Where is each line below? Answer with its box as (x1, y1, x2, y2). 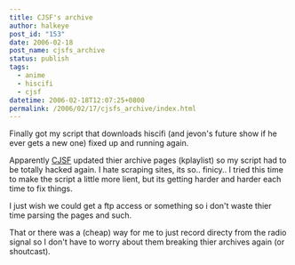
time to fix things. (9, 183, 73, 194)
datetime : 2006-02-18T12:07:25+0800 (9, 95, 145, 105)
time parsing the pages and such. (9, 210, 132, 221)
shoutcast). (9, 246, 51, 257)
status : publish (9, 54, 69, 63)
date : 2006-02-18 (9, 37, 74, 47)
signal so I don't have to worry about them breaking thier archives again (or (9, 237, 285, 247)
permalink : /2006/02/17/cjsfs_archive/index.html (9, 104, 197, 113)
